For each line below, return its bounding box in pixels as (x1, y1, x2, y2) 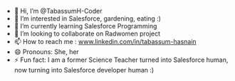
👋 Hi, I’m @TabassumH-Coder (14, 7, 103, 15)
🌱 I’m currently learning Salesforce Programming (14, 22, 157, 30)
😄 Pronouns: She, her (14, 48, 80, 56)
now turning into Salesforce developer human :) (14, 66, 155, 74)
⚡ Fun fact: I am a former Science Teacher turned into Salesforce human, (14, 55, 229, 64)
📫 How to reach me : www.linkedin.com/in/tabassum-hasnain (14, 38, 197, 45)
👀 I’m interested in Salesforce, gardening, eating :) (14, 14, 162, 23)
